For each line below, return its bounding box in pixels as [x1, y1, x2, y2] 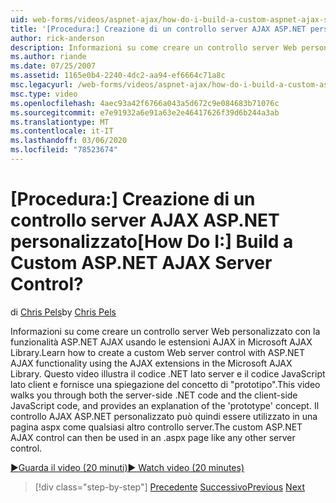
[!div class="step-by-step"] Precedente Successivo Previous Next [34, 481, 305, 493]
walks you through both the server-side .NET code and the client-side [10, 389, 298, 401]
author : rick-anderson [10, 33, 105, 43]
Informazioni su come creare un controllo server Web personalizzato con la [10, 325, 321, 337]
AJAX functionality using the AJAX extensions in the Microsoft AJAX [10, 357, 293, 369]
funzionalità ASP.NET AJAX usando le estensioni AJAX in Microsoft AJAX [10, 336, 313, 348]
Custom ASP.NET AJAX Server [10, 252, 273, 275]
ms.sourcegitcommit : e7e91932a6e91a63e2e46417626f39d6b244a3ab [10, 107, 280, 118]
